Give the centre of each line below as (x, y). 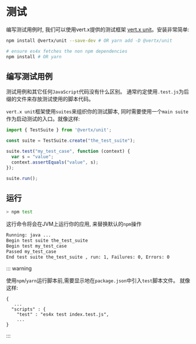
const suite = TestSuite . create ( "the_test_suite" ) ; (71, 141)
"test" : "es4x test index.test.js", (63, 314)
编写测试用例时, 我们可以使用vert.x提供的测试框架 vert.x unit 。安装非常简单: (98, 29)
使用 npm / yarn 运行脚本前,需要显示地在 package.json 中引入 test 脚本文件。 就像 (98, 280)
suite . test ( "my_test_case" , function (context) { (68, 151)
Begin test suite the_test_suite (47, 241)
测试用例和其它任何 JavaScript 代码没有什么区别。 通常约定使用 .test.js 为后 (98, 92)
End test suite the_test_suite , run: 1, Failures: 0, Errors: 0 (88, 257)
